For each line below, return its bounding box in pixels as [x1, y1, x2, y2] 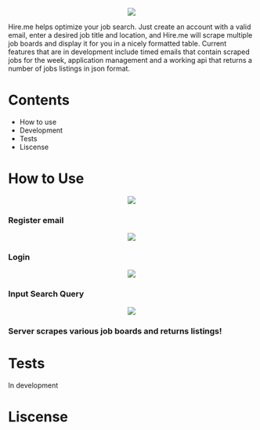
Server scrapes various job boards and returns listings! [8, 326, 222, 337]
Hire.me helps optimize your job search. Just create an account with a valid [8, 22, 251, 31]
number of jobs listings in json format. [8, 64, 131, 73]
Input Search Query [8, 289, 85, 300]
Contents [8, 91, 70, 109]
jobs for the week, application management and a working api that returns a [8, 56, 253, 64]
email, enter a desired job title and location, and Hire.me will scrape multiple [8, 31, 253, 39]
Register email [8, 214, 64, 225]
